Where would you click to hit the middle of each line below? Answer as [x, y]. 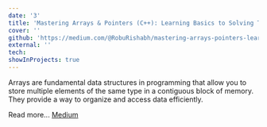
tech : [17, 52]
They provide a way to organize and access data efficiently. [106, 99]
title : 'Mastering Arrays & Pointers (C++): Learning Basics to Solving [131, 23]
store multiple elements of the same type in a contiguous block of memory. [131, 90]
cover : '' [25, 30]
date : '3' [25, 15]
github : [21, 38]
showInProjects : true [44, 60]
